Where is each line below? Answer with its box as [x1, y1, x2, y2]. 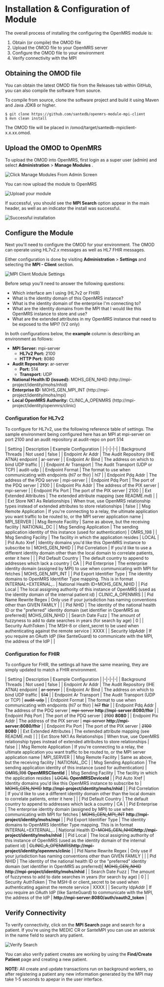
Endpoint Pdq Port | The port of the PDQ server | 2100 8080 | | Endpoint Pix [5, 712, 158, 718]
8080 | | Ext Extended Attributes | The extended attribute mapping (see [5, 728, 150, 734]
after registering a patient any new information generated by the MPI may [5, 971, 153, 977]
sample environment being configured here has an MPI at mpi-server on [5, 431, 151, 437]
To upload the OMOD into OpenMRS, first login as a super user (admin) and [5, 157, 157, 162]
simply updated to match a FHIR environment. [5, 666, 97, 672]
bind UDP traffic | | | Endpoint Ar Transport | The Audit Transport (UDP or [5, 461, 153, 467]
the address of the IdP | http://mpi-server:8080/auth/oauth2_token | [5, 895, 147, 900]
